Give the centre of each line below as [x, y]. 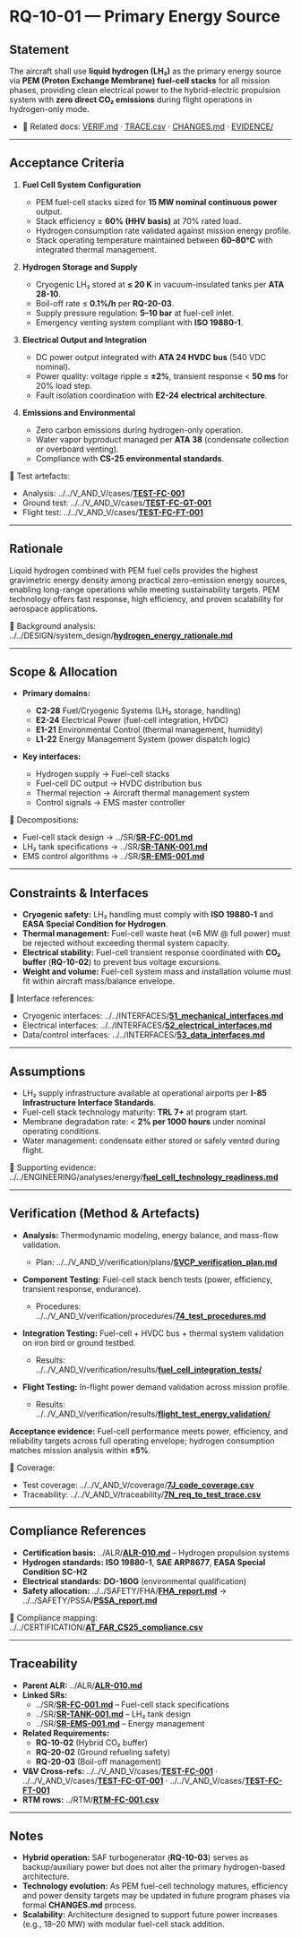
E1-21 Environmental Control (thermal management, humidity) [149, 730]
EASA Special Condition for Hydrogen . [95, 924]
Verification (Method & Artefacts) [104, 1214]
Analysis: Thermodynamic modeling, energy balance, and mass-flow [150, 1235]
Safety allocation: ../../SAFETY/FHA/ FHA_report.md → [125, 1590]
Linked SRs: [45, 1694]
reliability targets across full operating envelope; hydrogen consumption [142, 1441]
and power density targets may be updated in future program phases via [156, 1896]
